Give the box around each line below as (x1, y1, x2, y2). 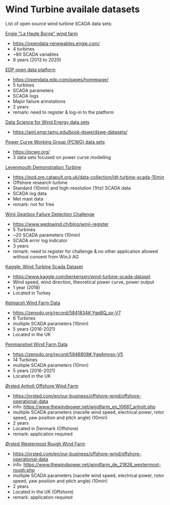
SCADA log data (12, 190, 47, 196)
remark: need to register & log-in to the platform (12, 109, 114, 115)
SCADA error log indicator (12, 237, 68, 244)
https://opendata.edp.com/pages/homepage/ (12, 76, 109, 82)
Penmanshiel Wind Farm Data (5, 341, 68, 347)
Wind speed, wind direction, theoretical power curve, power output (12, 279, 155, 285)
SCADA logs (12, 93, 39, 99)
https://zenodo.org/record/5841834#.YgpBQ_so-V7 (12, 310, 121, 316)
